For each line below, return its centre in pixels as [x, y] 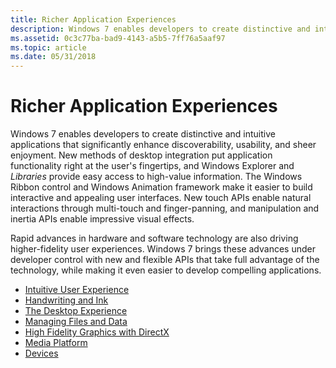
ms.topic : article [48, 47]
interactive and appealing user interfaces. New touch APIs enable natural [161, 198]
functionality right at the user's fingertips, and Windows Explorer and [152, 166]
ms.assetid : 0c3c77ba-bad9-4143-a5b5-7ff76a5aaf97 [118, 38]
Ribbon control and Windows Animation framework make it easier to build [161, 187]
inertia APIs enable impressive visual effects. [102, 219]
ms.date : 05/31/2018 [53, 57]
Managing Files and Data [76, 322]
